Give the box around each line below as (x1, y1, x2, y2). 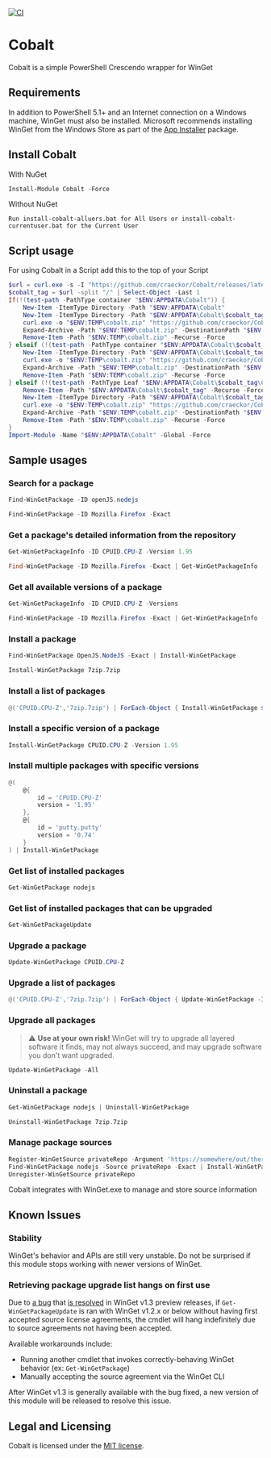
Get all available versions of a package (8, 582, 163, 593)
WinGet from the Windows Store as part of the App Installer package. (8, 124, 240, 134)
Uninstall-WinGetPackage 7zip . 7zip (8, 1118, 128, 1126)
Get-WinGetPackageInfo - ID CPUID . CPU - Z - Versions (8, 599, 179, 608)
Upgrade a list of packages (8, 977, 116, 988)
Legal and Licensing (8, 1419, 111, 1433)
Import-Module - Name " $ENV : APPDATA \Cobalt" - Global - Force (8, 431, 211, 439)
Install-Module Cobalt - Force (8, 185, 110, 193)
